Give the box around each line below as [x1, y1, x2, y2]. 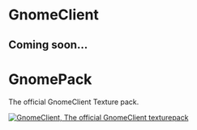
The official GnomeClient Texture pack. [8, 97, 139, 107]
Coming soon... [8, 38, 88, 52]
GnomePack [8, 70, 92, 88]
